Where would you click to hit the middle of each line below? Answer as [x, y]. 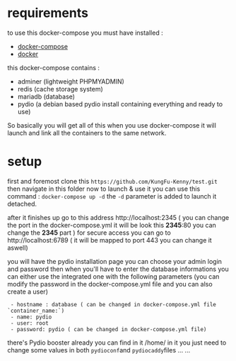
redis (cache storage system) [60, 89]
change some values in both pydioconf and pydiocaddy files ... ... [99, 350]
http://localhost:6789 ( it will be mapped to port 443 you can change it [110, 240]
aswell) [18, 248]
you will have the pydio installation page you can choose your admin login [115, 261]
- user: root [30, 323]
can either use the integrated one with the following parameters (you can [113, 276]
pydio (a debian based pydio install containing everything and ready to [120, 104]
